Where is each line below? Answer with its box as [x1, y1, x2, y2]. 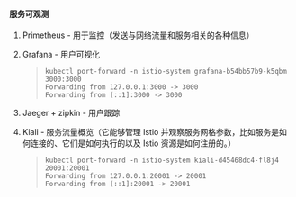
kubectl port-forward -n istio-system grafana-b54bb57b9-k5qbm [44, 67, 288, 76]
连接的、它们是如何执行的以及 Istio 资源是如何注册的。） [30, 138, 237, 148]
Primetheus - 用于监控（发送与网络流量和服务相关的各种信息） [22, 30, 255, 40]
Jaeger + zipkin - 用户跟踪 [22, 108, 121, 119]
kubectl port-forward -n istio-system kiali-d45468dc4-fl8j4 [44, 156, 279, 166]
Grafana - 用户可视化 [22, 49, 101, 60]
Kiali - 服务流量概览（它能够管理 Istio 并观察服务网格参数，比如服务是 [22, 127, 280, 138]
